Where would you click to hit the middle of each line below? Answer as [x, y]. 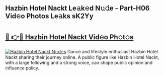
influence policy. [22, 68]
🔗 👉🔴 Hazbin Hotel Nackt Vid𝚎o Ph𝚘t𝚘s [69, 37]
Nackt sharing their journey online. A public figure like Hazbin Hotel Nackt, [82, 57]
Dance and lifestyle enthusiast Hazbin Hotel [113, 52]
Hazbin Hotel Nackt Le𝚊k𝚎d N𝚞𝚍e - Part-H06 [77, 8]
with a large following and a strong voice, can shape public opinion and [79, 63]
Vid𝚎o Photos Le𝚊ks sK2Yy [50, 16]
